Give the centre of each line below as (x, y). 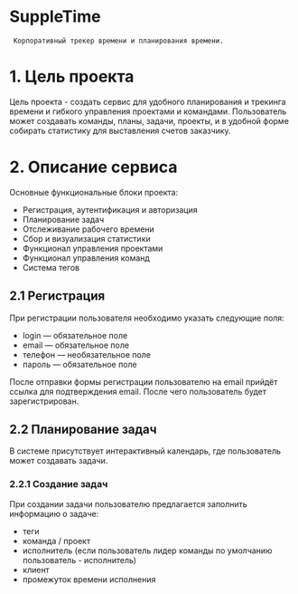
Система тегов (51, 267)
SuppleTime (55, 17)
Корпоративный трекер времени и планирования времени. (118, 41)
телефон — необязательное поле (87, 354)
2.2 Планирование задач (83, 430)
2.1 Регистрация (57, 296)
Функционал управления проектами (93, 248)
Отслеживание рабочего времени (88, 229)
